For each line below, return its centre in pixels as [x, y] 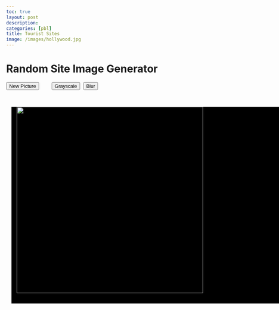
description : [22, 23]
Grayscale [66, 86]
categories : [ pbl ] [29, 28]
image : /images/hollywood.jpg [44, 39]
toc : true [18, 12]
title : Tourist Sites [33, 34]
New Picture [23, 86]
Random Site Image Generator [82, 69]
